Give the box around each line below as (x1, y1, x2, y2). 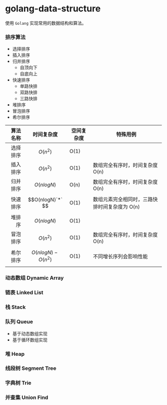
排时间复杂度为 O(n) (92, 203, 140, 210)
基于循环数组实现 (12, 336, 48, 343)
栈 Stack (5, 304, 26, 311)
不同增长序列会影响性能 (92, 253, 148, 260)
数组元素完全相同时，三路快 (92, 196, 158, 203)
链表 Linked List (5, 289, 44, 296)
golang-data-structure (5, 3, 101, 14)
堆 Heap (5, 350, 25, 357)
